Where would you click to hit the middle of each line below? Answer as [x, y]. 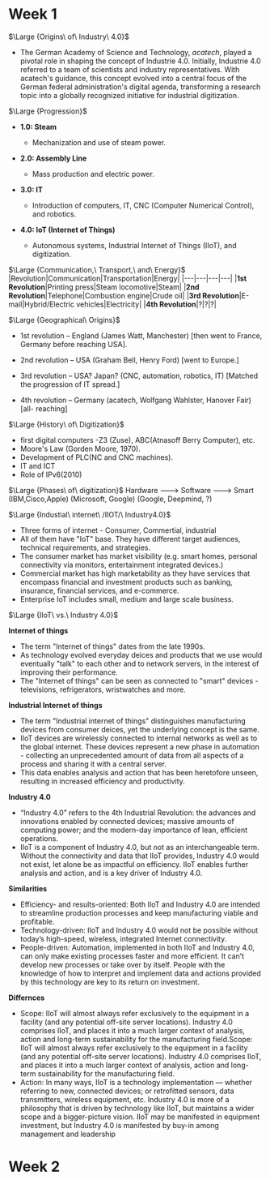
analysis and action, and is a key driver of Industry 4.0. [111, 873]
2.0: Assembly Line [53, 158]
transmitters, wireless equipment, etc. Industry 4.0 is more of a [124, 1099]
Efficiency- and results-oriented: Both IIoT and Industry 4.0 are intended [140, 904]
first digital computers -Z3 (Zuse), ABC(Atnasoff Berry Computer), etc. [137, 440]
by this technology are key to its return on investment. [110, 981]
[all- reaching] [44, 408]
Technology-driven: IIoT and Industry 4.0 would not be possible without [139, 930]
